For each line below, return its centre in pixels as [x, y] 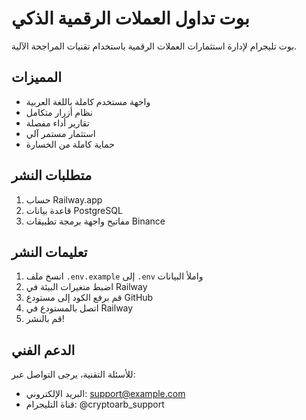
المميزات [37, 77]
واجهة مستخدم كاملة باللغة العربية [88, 101]
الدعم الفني [43, 350]
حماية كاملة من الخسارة [70, 144]
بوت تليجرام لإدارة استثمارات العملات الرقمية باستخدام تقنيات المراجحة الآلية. [154, 46]
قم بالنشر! [45, 319]
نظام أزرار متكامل [59, 112]
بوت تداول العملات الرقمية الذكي [130, 18]
